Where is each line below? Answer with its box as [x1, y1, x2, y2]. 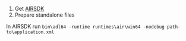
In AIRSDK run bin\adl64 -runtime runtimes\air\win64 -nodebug [6, 23, 165, 30]
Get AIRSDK [14, 5, 45, 12]
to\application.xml [6, 29, 55, 35]
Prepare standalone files [14, 11, 75, 18]
